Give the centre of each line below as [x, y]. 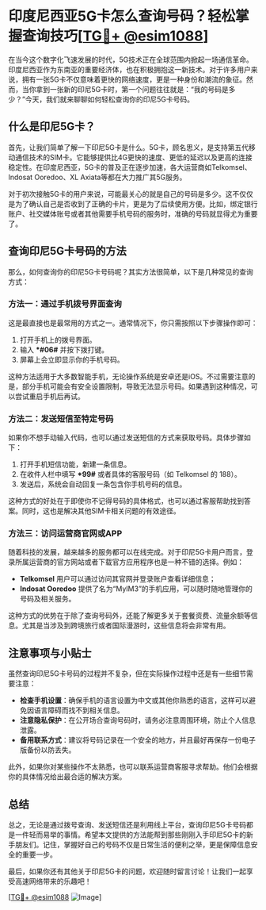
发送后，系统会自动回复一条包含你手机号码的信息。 [103, 484]
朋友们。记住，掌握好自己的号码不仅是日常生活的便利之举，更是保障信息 [133, 845]
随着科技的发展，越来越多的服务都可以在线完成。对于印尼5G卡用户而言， [127, 552]
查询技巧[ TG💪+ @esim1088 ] [116, 36]
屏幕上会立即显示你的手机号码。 [72, 359]
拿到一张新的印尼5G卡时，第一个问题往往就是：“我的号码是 [132, 89]
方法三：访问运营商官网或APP [65, 534]
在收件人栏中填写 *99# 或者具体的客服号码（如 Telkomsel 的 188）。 [130, 474]
